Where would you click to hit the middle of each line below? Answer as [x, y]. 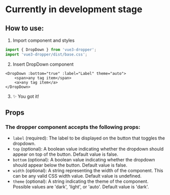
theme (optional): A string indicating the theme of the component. [80, 181]
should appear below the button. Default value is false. [70, 165]
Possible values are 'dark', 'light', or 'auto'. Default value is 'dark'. [81, 187]
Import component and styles [44, 40]
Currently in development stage [74, 9]
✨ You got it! [26, 96]
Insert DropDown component [43, 64]
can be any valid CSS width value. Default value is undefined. [77, 176]
